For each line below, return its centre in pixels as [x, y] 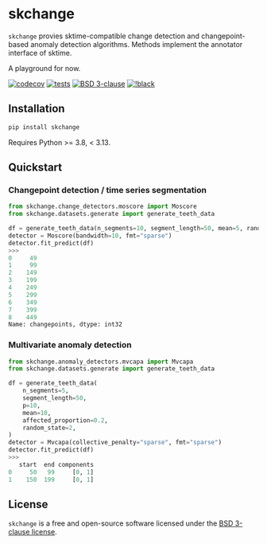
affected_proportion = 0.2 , [66, 420]
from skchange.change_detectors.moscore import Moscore [103, 207]
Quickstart [35, 168]
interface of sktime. [40, 53]
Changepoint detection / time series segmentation [108, 190]
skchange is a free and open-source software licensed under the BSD [121, 523]
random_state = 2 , [50, 428]
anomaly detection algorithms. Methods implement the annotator [137, 44]
